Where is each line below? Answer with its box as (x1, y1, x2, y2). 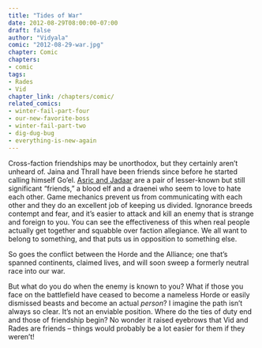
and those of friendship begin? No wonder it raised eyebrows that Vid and (8, 315, 249, 324)
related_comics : (8, 100, 62, 108)
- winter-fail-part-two (8, 122, 87, 130)
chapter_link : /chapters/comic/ (8, 93, 114, 100)
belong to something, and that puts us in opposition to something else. (8, 234, 238, 244)
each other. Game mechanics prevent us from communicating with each (8, 191, 243, 202)
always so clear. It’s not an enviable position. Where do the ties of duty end (8, 306, 253, 316)
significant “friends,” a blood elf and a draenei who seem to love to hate (8, 183, 241, 193)
